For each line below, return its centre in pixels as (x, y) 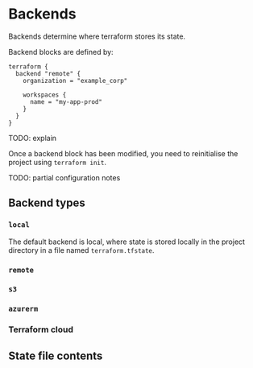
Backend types (47, 203)
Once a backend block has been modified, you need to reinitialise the (123, 153)
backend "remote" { (48, 73)
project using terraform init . (58, 162)
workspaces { (45, 95)
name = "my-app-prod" (66, 101)
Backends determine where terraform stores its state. (97, 36)
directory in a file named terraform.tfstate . (81, 250)
